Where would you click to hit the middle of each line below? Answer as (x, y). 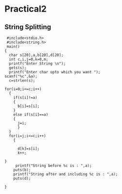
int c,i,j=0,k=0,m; (29, 59)
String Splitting (28, 27)
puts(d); (22, 178)
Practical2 (26, 9)
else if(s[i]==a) (31, 115)
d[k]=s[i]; (28, 149)
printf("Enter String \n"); (37, 64)
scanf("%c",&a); (21, 76)
